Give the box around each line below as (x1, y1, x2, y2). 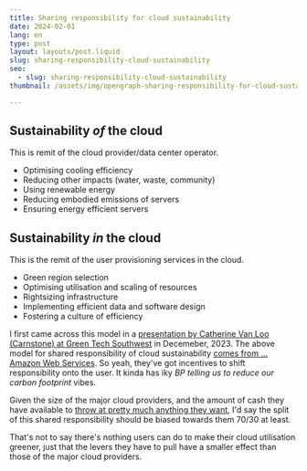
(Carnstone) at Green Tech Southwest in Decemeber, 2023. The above (9, 339, 276, 350)
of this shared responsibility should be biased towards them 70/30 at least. (9, 414, 291, 425)
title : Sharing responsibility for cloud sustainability (9, 13, 231, 23)
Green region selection (22, 272, 110, 283)
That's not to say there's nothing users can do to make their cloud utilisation (9, 432, 296, 443)
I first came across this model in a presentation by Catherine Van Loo (9, 329, 270, 340)
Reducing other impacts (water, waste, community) (22, 174, 216, 185)
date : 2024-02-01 (9, 22, 76, 31)
